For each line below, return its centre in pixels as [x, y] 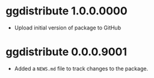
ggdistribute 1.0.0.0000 [66, 11]
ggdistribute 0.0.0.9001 [66, 52]
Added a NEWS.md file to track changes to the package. [81, 68]
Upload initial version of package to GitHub [68, 28]
